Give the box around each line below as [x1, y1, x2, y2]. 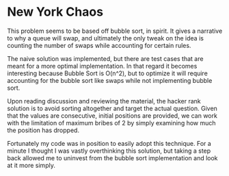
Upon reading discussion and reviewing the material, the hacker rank [7, 97, 201, 105]
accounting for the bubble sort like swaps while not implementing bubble [7, 76, 213, 84]
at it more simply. [7, 161, 56, 169]
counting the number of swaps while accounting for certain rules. [7, 41, 191, 49]
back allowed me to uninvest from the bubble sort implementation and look [7, 153, 218, 162]
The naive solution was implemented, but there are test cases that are [7, 54, 204, 62]
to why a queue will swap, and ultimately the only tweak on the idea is [7, 34, 204, 42]
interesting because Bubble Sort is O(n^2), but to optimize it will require [7, 69, 208, 77]
